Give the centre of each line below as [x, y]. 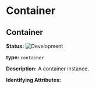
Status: [15, 46]
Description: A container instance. [47, 69]
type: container [25, 57]
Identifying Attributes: [34, 80]
